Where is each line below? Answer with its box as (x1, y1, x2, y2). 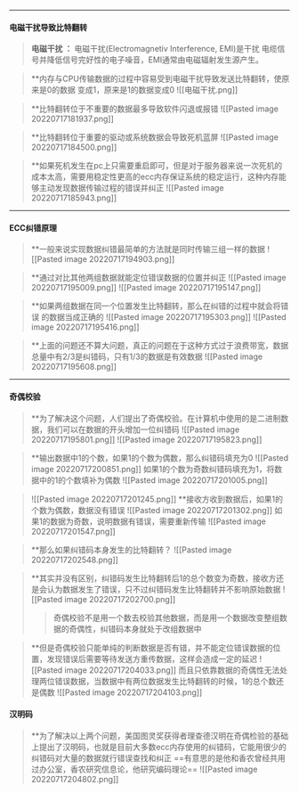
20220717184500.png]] (30, 142, 117, 152)
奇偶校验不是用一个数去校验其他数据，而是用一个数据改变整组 (53, 612, 280, 623)
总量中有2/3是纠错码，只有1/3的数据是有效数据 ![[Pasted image (30, 351, 263, 362)
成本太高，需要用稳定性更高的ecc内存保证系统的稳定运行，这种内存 (30, 171, 279, 183)
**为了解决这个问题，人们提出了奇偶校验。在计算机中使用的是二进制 (30, 413, 281, 423)
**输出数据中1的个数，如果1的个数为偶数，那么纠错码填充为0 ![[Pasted (30, 452, 289, 463)
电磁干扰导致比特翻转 (9, 21, 87, 32)
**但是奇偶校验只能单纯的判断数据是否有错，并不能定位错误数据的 (30, 642, 273, 653)
